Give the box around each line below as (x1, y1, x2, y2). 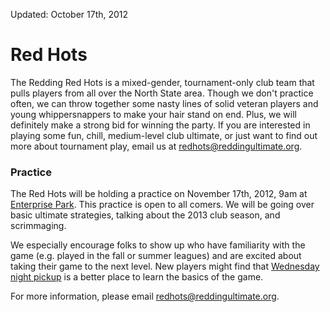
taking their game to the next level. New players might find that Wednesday (10, 260, 320, 273)
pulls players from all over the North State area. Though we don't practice (10, 87, 314, 99)
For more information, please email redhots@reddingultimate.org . (10, 290, 280, 303)
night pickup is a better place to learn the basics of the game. (10, 271, 264, 283)
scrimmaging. (10, 220, 67, 232)
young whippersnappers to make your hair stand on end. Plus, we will (10, 108, 297, 120)
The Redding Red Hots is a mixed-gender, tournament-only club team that (10, 76, 315, 88)
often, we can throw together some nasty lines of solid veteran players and (10, 97, 319, 109)
